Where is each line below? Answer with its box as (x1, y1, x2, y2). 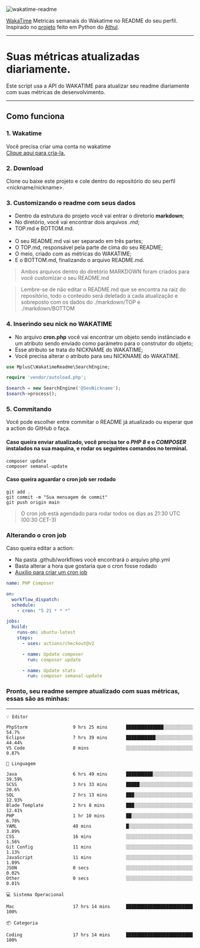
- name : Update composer (21, 651, 84, 657)
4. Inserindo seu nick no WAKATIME (6, 320, 112, 328)
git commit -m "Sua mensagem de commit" (6, 494, 108, 500)
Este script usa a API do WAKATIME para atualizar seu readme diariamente (6, 82, 189, 89)
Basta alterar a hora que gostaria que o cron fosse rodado (14, 563, 157, 570)
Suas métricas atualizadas (6, 50, 140, 64)
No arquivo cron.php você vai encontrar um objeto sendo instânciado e (14, 333, 191, 341)
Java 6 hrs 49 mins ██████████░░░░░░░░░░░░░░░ (6, 771, 193, 777)
